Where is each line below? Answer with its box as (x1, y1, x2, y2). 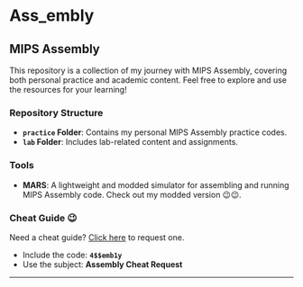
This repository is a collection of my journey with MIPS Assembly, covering (9, 65, 287, 76)
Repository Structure (9, 106, 104, 119)
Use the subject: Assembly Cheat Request (22, 258, 183, 270)
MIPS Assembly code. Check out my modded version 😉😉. (22, 189, 242, 200)
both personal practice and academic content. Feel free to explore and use (9, 75, 287, 85)
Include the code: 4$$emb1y (22, 249, 123, 260)
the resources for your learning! (9, 85, 128, 94)
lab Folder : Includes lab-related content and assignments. (22, 137, 239, 148)
